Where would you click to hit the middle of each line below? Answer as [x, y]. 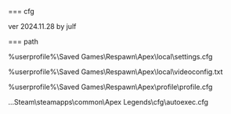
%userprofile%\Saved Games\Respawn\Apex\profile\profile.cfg [110, 87]
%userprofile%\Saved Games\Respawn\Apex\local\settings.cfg [110, 57]
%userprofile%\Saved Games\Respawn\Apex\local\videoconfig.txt [115, 72]
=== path [23, 41]
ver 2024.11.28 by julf [42, 26]
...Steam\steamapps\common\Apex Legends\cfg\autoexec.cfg [108, 102]
